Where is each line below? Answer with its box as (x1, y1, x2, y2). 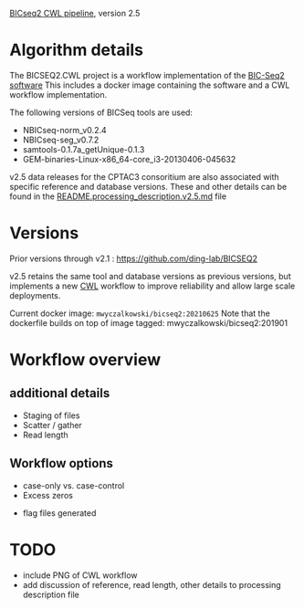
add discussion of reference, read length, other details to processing (22, 579, 281, 590)
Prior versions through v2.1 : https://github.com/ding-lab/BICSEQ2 (9, 253, 258, 264)
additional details (9, 385, 110, 401)
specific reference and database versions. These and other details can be (9, 181, 288, 192)
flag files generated (22, 507, 97, 519)
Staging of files (22, 410, 80, 421)
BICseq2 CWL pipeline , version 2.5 (9, 8, 141, 18)
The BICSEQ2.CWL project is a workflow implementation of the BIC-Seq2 (9, 69, 285, 80)
